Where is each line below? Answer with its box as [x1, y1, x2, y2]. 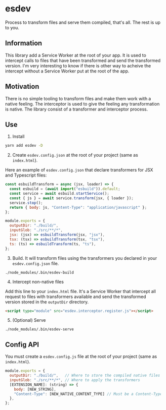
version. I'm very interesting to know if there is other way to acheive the [5, 62, 151, 68]
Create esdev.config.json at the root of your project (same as [12, 152, 138, 158]
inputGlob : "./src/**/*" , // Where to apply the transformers [9, 377, 140, 382]
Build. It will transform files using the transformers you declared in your [12, 255, 157, 261]
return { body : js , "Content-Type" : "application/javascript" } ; [9, 205, 147, 210]
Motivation [5, 82, 40, 91]
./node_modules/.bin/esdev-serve [5, 327, 74, 332]
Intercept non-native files [12, 279, 64, 285]
